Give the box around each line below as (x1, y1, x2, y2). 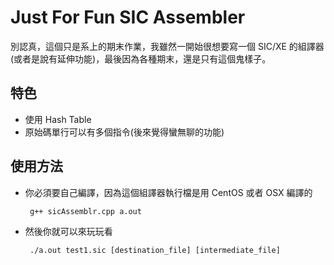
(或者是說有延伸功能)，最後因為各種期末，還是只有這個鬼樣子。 (10, 52, 272, 65)
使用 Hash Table (24, 113, 92, 125)
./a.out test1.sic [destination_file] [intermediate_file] (29, 245, 281, 255)
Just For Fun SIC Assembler (10, 6, 246, 29)
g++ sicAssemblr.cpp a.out (29, 206, 142, 216)
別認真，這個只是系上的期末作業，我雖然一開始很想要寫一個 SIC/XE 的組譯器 (10, 40, 325, 52)
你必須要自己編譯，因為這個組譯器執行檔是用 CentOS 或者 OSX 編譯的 (24, 186, 313, 198)
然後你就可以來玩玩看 (24, 225, 113, 237)
